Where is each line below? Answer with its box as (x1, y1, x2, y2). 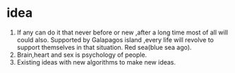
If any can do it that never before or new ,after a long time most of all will (16, 28, 229, 36)
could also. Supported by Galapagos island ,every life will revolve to (16, 35, 215, 44)
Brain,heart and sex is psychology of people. (16, 51, 147, 59)
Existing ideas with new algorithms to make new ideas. (16, 58, 176, 66)
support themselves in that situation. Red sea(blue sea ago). (16, 43, 192, 51)
